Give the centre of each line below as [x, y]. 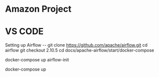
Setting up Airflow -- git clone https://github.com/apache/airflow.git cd [76, 45]
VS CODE [24, 32]
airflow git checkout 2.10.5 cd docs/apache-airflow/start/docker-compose [79, 51]
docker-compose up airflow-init [37, 60]
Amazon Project [38, 9]
